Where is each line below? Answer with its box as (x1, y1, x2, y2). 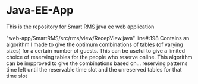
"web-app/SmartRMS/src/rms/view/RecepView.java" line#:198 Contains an (6, 34, 190, 41)
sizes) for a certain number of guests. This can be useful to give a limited (6, 47, 186, 54)
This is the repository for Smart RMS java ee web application (6, 23, 155, 30)
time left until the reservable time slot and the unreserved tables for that (6, 66, 183, 73)
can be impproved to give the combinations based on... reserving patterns (6, 60, 188, 67)
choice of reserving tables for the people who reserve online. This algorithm (6, 53, 193, 60)
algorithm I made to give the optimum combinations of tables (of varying (6, 41, 183, 48)
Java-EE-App (6, 4, 74, 17)
